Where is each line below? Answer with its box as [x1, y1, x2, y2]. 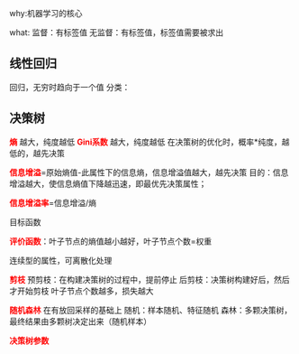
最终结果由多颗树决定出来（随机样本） [9, 315, 151, 327]
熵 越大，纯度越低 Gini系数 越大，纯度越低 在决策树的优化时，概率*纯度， [9, 136, 282, 147]
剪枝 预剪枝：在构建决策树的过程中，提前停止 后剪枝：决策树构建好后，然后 [9, 274, 290, 284]
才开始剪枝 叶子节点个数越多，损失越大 [9, 285, 154, 296]
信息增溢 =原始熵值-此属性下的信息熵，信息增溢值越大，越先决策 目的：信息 [9, 166, 289, 178]
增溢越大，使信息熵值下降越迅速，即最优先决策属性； [9, 178, 207, 189]
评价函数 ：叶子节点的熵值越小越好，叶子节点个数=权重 [9, 236, 213, 247]
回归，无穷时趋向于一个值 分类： [9, 81, 131, 92]
